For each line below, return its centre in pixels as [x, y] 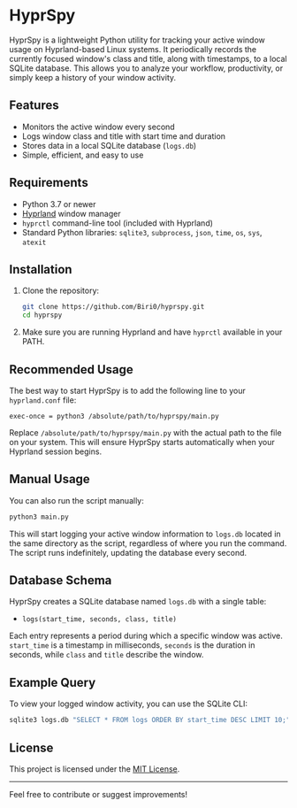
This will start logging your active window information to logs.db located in [145, 534]
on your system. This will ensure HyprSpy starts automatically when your [142, 442]
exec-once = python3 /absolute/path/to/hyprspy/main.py [114, 416]
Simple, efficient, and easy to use [83, 155]
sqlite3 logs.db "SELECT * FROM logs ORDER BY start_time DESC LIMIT [140, 720]
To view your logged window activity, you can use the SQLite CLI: [128, 704]
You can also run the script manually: [76, 500]
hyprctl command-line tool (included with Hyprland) [118, 223]
